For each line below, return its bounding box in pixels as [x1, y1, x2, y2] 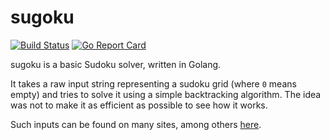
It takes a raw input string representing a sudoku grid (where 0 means [10, 77, 297, 90]
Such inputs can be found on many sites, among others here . [10, 118, 262, 130]
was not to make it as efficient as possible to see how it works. [10, 99, 268, 111]
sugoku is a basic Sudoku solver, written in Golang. [10, 58, 222, 70]
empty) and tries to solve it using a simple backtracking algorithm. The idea [10, 88, 322, 100]
